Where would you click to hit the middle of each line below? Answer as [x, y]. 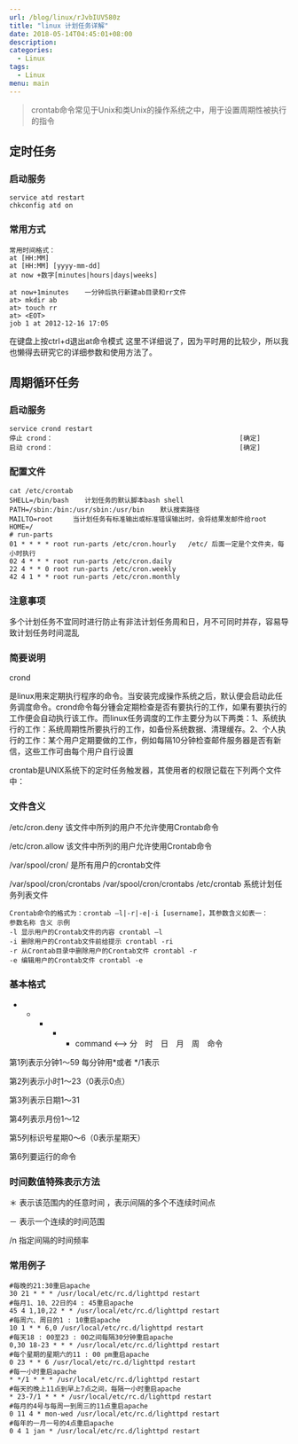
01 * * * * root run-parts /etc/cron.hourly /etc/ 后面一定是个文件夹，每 [147, 544]
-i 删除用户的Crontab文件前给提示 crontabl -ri [91, 942]
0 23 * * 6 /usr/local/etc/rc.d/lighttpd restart [103, 1362]
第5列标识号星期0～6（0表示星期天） [77, 1137]
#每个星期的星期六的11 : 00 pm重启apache [79, 1355]
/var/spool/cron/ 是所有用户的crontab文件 [85, 865]
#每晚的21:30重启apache [50, 1286]
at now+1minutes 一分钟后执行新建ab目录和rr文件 [98, 292]
